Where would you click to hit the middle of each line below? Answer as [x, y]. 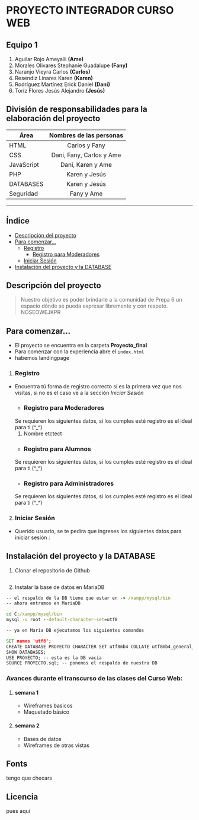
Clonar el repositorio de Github [52, 570]
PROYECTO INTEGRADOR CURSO [90, 10]
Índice [18, 221]
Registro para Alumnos [57, 449]
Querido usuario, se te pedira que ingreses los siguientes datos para [98, 531]
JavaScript [24, 164]
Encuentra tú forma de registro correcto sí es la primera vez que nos [98, 386]
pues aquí [18, 811]
